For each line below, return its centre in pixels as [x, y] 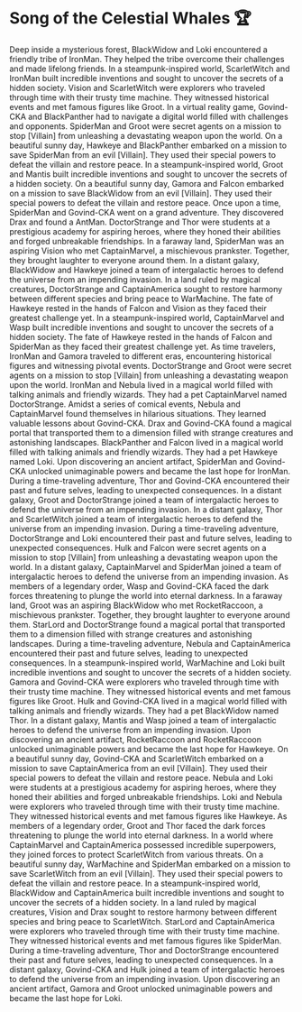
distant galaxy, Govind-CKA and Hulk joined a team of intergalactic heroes [147, 969]
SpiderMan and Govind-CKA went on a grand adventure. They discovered [146, 212]
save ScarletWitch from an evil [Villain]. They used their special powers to [146, 873]
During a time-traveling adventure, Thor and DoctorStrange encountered [144, 950]
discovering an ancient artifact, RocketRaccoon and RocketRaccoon [135, 739]
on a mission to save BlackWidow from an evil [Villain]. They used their [141, 193]
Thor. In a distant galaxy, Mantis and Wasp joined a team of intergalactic [143, 720]
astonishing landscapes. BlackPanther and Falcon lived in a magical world [146, 442]
